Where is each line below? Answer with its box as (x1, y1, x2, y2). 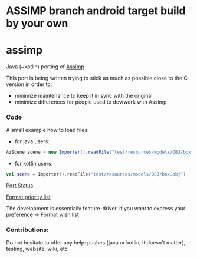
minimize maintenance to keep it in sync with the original (14, 92, 153, 100)
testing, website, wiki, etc (6, 246, 68, 253)
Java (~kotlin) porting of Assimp (6, 63, 84, 70)
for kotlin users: (14, 160, 53, 167)
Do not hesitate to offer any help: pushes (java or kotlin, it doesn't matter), (6, 239, 186, 246)
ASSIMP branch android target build (6, 4, 186, 18)
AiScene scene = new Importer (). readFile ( (6, 149, 112, 156)
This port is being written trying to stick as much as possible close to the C (6, 75, 188, 82)
